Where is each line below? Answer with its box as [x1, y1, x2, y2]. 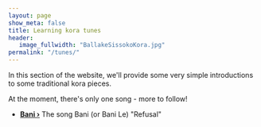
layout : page [8, 11, 52, 20]
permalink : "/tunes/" [8, 48, 80, 56]
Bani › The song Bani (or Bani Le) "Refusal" [19, 110, 162, 119]
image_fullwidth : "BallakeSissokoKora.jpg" [18, 41, 166, 49]
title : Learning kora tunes [8, 26, 102, 34]
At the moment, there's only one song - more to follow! [8, 94, 189, 103]
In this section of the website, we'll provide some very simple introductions [8, 71, 254, 79]
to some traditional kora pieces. [8, 79, 111, 88]
